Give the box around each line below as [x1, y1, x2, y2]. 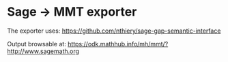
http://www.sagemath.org [7, 47, 80, 55]
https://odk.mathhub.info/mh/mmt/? [67, 40, 169, 48]
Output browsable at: [7, 40, 66, 48]
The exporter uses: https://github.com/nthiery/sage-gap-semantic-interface [7, 27, 221, 35]
